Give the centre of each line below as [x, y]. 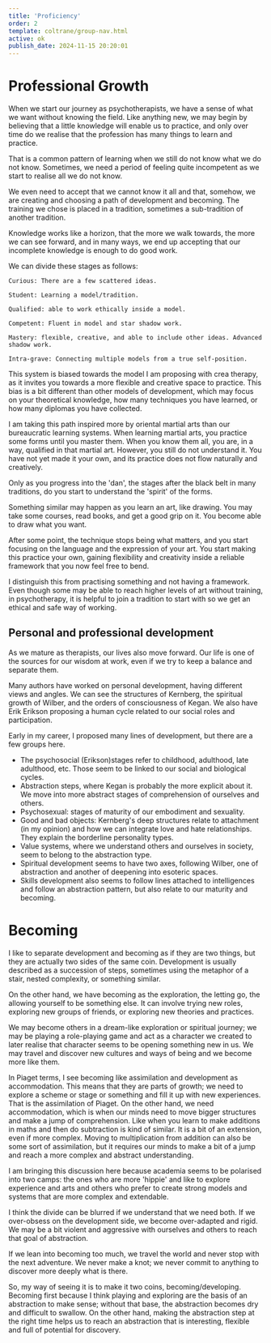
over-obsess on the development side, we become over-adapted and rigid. [133, 1221]
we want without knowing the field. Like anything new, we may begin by [128, 118]
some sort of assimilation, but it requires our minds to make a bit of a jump [132, 1146]
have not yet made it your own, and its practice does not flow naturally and [133, 459]
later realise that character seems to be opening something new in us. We [131, 1044]
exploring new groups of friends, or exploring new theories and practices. [131, 1012]
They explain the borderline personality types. [97, 837]
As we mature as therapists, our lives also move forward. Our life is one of [131, 652]
